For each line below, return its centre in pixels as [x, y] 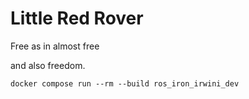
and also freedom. [48, 65]
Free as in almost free [55, 46]
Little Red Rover [77, 18]
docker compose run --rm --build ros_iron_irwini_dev [125, 83]
